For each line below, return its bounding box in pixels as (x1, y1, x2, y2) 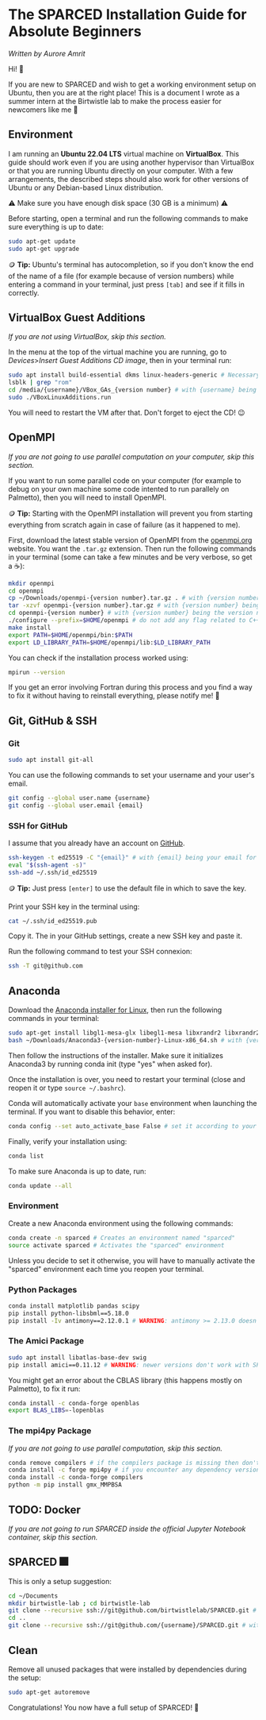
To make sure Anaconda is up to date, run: (8, 1166, 146, 1176)
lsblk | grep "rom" (8, 379, 73, 387)
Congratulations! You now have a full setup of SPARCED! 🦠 (8, 1703, 199, 1712)
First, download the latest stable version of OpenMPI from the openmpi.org (8, 535, 253, 545)
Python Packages (8, 1284, 78, 1295)
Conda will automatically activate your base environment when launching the (8, 1098, 257, 1107)
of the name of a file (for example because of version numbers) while (8, 271, 234, 280)
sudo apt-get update (8, 237, 77, 245)
